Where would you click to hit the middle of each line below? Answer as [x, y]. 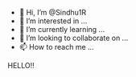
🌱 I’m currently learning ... [62, 29]
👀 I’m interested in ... [53, 21]
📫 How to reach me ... [56, 47]
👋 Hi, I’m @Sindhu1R [53, 12]
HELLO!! [21, 65]
